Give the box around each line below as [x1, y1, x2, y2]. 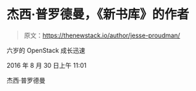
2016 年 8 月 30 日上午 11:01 [6, 61, 87, 69]
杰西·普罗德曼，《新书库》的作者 [6, 6, 190, 23]
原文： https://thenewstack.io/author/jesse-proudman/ [23, 31, 181, 40]
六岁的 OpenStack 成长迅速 [6, 46, 86, 54]
